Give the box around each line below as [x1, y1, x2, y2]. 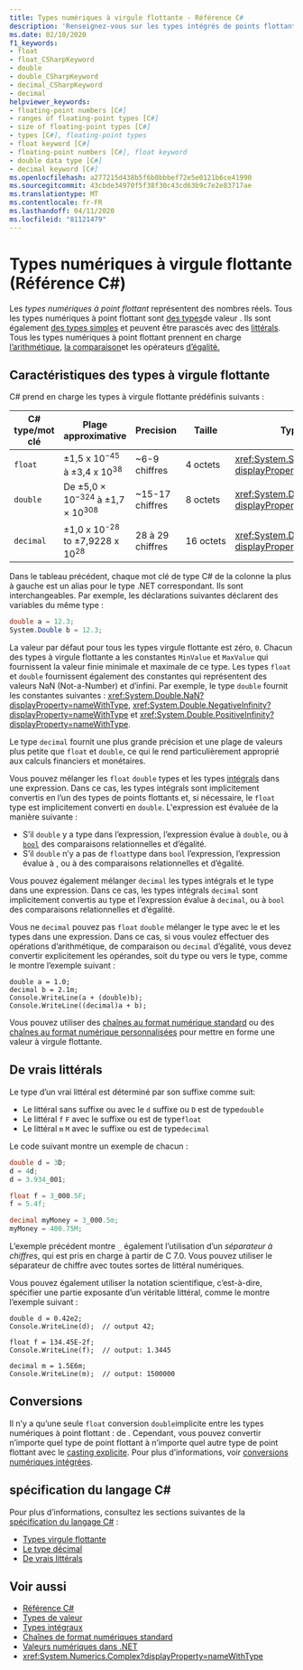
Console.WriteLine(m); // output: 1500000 [9, 1370, 176, 1379]
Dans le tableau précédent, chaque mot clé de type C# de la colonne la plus [9, 571, 291, 582]
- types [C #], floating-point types [9, 131, 147, 140]
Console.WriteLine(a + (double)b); [9, 993, 143, 1003]
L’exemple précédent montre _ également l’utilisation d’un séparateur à [9, 1241, 273, 1252]
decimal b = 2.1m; [9, 986, 78, 995]
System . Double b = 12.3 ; [9, 625, 103, 635]
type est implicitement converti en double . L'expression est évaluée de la [9, 802, 279, 813]
